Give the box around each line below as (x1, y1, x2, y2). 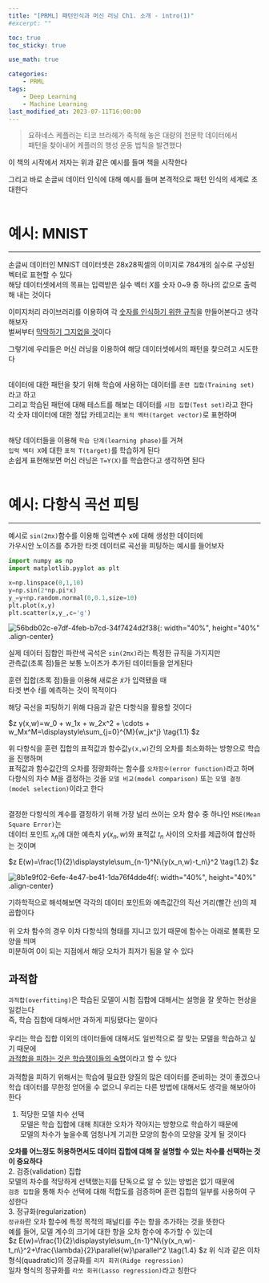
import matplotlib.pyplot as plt (8, 564, 120, 572)
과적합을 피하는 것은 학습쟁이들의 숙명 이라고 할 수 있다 (8, 1053, 178, 1063)
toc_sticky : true (8, 41, 66, 49)
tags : (8, 85, 26, 93)
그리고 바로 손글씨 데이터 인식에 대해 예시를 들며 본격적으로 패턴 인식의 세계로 (8, 174, 250, 185)
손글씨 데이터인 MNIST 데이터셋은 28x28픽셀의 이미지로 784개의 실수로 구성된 (8, 260, 255, 270)
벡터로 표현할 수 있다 (8, 270, 73, 279)
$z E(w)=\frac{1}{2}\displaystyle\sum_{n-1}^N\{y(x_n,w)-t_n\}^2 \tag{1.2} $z (8, 857, 259, 867)
